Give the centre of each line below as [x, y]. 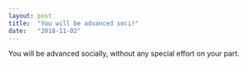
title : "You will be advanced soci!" [73, 23]
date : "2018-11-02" [45, 31]
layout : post [30, 16]
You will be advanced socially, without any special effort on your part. [124, 54]
